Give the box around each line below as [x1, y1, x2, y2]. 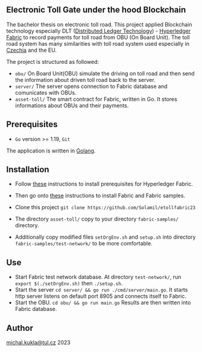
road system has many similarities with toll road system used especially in [6, 40, 190, 47]
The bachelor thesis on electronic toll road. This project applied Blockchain [6, 20, 192, 28]
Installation [6, 165, 49, 175]
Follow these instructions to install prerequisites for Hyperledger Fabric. [14, 180, 194, 187]
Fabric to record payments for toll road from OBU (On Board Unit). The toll [6, 33, 190, 41]
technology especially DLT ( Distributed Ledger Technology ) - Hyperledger [6, 27, 191, 34]
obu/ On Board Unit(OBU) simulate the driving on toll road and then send [14, 69, 195, 77]
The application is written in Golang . [6, 147, 96, 154]
